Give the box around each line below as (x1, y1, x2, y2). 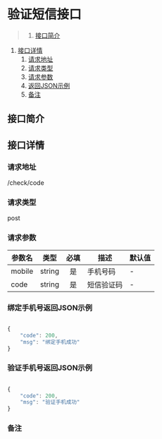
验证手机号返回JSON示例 (7, 363, 93, 373)
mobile (11, 266, 34, 276)
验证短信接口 (7, 6, 82, 23)
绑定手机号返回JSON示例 (7, 303, 93, 313)
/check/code (7, 179, 44, 187)
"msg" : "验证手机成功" (20, 399, 80, 406)
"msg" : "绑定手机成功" (20, 338, 80, 346)
